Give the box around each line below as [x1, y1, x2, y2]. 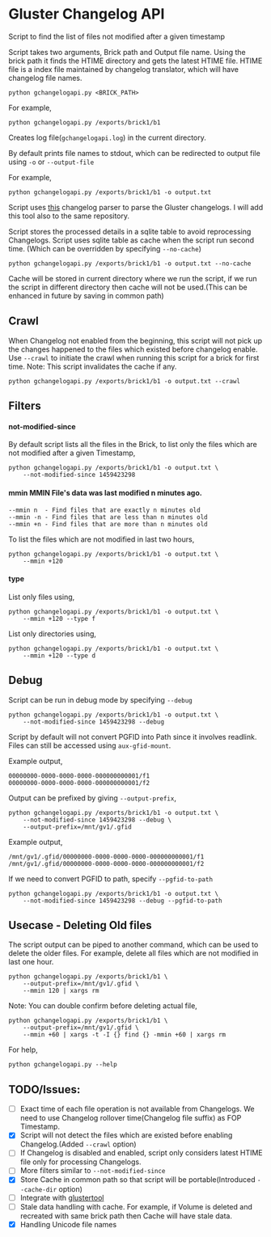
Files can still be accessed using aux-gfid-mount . [8, 741, 171, 750]
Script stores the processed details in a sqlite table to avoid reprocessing [8, 226, 252, 236]
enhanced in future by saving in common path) [8, 290, 164, 300]
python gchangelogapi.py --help [8, 1061, 117, 1069]
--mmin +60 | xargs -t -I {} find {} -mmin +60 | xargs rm [23, 1031, 227, 1039]
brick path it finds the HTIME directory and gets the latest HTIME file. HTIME [8, 56, 263, 65]
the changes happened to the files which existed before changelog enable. [8, 344, 258, 354]
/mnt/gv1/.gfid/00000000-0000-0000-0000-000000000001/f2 [8, 859, 205, 868]
